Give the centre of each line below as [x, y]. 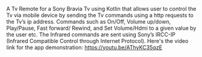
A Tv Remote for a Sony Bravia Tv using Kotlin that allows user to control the [101, 9]
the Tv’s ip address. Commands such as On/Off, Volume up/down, [89, 22]
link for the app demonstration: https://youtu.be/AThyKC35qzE [84, 47]
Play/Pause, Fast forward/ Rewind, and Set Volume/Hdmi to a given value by [101, 28]
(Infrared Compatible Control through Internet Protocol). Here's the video [97, 41]
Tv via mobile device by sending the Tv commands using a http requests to [100, 15]
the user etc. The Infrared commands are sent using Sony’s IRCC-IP [91, 35]
